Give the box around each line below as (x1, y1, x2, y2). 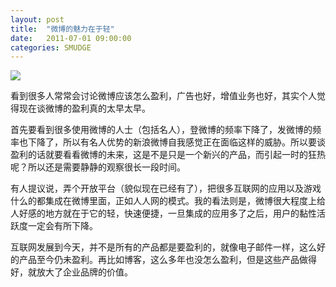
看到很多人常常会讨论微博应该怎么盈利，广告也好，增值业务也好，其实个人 (10, 90, 317, 102)
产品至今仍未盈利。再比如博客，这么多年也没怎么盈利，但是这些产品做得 (18, 254, 317, 266)
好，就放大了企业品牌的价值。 (10, 266, 133, 278)
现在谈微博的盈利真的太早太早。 (18, 102, 151, 115)
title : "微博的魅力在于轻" (10, 24, 115, 34)
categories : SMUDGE (10, 42, 92, 53)
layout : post (10, 14, 65, 25)
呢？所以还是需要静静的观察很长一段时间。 (10, 161, 186, 173)
